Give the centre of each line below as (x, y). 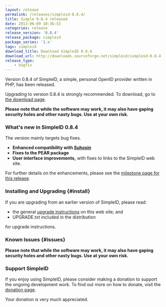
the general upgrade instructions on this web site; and (68, 212)
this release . (18, 178)
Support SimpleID (27, 268)
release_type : (20, 61)
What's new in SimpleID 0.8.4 (42, 127)
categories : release (27, 28)
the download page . (26, 99)
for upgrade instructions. (31, 227)
